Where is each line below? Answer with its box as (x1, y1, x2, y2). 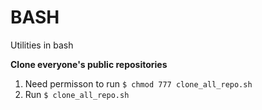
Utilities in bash (10, 39, 74, 51)
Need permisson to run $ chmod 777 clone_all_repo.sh (24, 77, 253, 90)
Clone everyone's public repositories (10, 58, 168, 70)
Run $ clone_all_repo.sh (24, 88, 130, 100)
